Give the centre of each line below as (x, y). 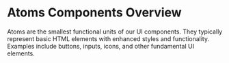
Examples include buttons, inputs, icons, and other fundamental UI (101, 46)
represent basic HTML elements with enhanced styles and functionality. (108, 38)
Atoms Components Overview (95, 13)
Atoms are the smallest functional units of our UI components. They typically (115, 32)
